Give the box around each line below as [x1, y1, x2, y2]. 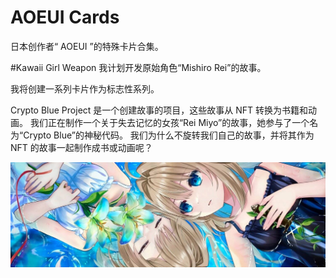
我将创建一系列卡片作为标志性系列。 [10, 82, 160, 95]
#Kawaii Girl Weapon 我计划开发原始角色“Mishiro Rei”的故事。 [10, 61, 267, 73]
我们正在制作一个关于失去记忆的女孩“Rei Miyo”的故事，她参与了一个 [29, 116, 310, 128]
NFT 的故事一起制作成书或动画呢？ [10, 141, 153, 153]
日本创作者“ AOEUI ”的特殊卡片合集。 [10, 40, 164, 52]
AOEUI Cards [10, 6, 120, 29]
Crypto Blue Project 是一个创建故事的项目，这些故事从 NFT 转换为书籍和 [10, 104, 309, 116]
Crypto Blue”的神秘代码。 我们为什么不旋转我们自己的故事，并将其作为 [23, 129, 315, 141]
